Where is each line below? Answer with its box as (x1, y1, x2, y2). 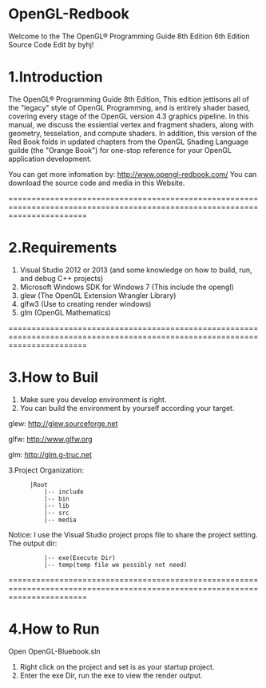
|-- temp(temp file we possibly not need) (43, 561, 188, 569)
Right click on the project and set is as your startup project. (19, 662, 215, 671)
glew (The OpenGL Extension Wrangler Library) (19, 290, 177, 300)
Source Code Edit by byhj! (8, 39, 94, 49)
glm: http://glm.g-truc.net (8, 449, 92, 459)
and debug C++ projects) (19, 273, 104, 283)
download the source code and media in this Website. (8, 178, 185, 187)
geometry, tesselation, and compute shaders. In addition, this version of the (8, 128, 257, 138)
